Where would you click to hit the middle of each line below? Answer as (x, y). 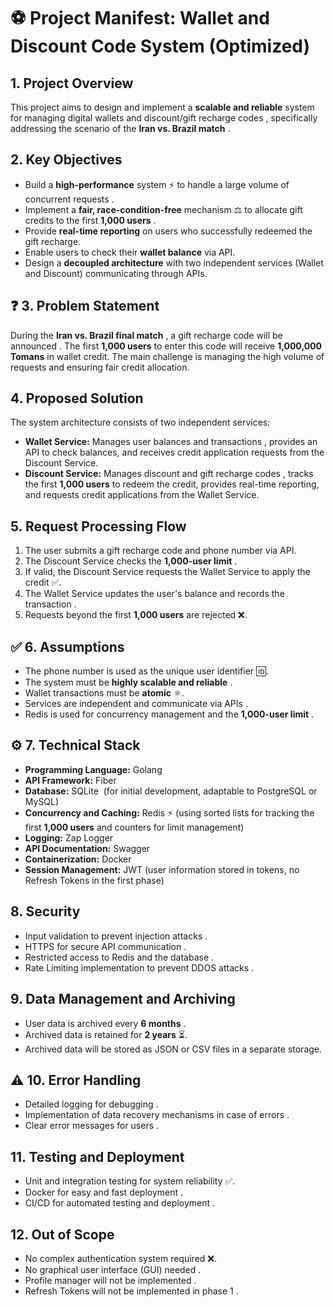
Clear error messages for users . (92, 1126)
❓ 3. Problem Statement (85, 306)
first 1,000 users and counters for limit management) (134, 827)
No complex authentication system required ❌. (120, 1258)
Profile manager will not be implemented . (110, 1280)
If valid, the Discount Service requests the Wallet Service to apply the (167, 572)
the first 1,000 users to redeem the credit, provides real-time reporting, (172, 484)
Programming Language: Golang (93, 769)
